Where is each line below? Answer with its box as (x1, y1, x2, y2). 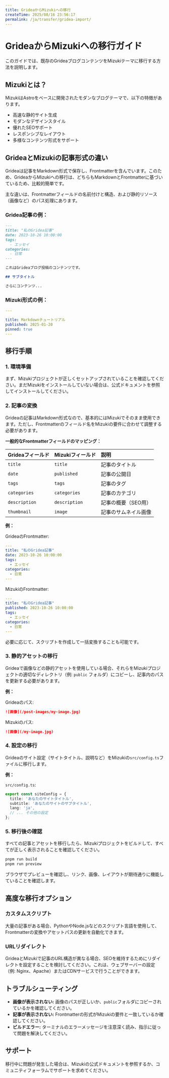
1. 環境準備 (5, 363, 31, 370)
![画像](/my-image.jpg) (5, 729, 54, 734)
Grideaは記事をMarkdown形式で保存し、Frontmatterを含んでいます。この (5, 167, 158, 174)
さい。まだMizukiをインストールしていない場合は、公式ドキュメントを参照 (5, 382, 160, 388)
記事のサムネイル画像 (100, 508, 152, 515)
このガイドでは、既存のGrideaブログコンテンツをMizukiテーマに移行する (5, 58, 157, 64)
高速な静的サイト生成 (12, 112, 57, 118)
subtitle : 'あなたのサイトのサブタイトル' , (10, 801, 92, 806)
